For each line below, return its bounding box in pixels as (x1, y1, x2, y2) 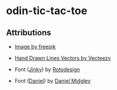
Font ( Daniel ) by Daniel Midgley (14, 78, 91, 84)
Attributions (6, 28, 52, 38)
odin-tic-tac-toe (6, 4, 88, 18)
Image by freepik (14, 43, 56, 50)
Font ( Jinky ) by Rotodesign (14, 66, 81, 73)
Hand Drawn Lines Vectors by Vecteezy (14, 55, 111, 61)
